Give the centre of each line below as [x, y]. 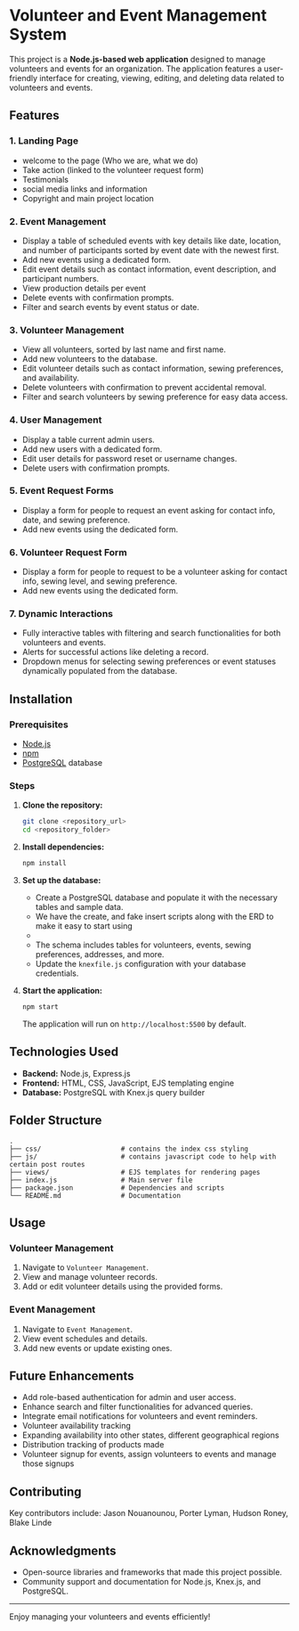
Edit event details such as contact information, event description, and [149, 269]
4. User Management [56, 420]
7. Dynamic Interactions [61, 614]
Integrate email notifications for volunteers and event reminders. [140, 1416]
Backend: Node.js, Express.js [76, 1073]
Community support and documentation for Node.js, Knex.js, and [141, 1581]
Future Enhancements [72, 1376]
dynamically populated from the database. [100, 671]
